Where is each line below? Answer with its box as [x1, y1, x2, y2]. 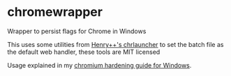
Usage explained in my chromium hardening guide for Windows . [7, 61, 192, 69]
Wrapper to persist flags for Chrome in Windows [7, 27, 147, 35]
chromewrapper [7, 4, 103, 20]
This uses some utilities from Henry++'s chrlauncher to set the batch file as [7, 40, 224, 48]
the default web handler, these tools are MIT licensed [7, 48, 161, 56]
